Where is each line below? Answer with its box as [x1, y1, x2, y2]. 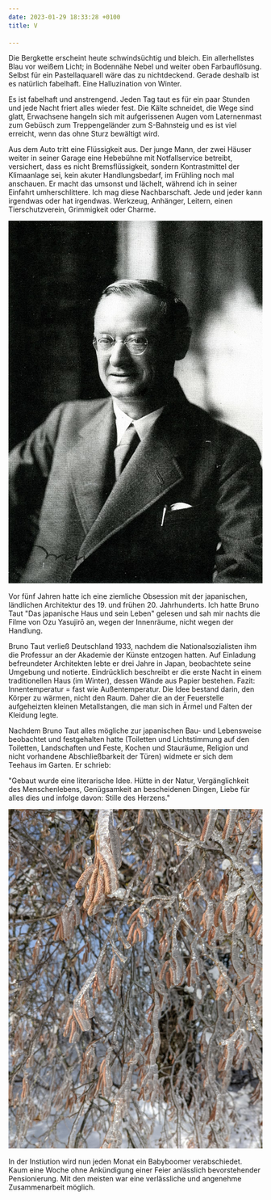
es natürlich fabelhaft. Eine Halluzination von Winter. [8, 79, 182, 89]
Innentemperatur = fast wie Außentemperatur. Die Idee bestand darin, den [8, 684, 255, 694]
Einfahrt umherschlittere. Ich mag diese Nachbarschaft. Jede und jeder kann [8, 187, 263, 197]
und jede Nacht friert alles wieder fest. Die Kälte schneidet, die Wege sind [8, 103, 254, 113]
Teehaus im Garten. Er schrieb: [8, 760, 111, 770]
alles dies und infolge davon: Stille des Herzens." [8, 793, 171, 803]
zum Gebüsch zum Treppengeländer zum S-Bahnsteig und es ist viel [8, 120, 237, 130]
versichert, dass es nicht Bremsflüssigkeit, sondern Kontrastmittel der [8, 162, 240, 171]
